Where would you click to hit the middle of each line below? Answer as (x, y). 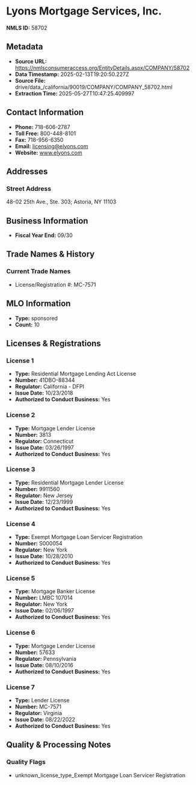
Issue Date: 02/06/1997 (44, 611)
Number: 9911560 (37, 489)
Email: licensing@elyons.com (51, 146)
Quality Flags (26, 762)
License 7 (20, 687)
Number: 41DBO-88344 (45, 380)
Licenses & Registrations (54, 343)
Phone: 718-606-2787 (42, 127)
